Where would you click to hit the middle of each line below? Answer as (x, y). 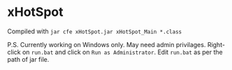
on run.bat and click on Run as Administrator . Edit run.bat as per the (123, 52)
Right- (216, 44)
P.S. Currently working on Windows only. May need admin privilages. (107, 44)
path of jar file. (28, 59)
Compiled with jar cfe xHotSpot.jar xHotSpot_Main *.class (95, 31)
